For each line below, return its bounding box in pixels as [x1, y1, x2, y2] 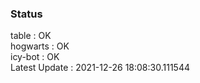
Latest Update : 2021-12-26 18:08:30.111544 [10, 62, 190, 74]
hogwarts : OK [10, 40, 70, 52]
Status [10, 7, 43, 21]
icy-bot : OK [10, 51, 60, 63]
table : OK [10, 30, 52, 42]
